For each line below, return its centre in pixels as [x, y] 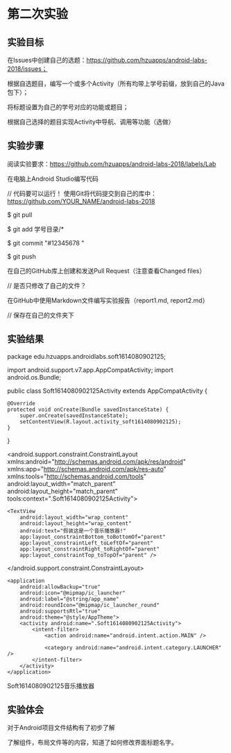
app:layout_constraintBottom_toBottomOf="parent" [93, 537]
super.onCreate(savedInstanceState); [74, 415]
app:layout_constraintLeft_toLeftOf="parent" [87, 543]
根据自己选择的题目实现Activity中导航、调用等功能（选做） [91, 122]
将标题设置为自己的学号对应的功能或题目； [68, 107]
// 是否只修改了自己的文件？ [47, 285]
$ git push [22, 256]
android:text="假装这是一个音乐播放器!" [73, 531]
